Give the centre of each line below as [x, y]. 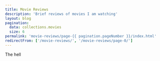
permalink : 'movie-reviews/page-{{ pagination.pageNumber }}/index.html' [81, 37]
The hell [13, 54]
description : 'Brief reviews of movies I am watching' [61, 14]
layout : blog [18, 18]
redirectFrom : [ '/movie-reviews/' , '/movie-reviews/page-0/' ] [69, 41]
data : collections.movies [36, 27]
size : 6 [17, 32]
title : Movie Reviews [27, 9]
